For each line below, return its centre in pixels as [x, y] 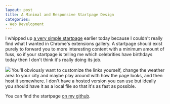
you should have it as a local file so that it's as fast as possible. [71, 86]
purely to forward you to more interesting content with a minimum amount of [85, 49]
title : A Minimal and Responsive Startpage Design [60, 15]
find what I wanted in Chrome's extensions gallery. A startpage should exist [84, 44]
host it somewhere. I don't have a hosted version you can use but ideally [81, 81]
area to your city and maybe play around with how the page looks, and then [84, 76]
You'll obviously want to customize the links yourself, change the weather [88, 70]
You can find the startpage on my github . [48, 96]
